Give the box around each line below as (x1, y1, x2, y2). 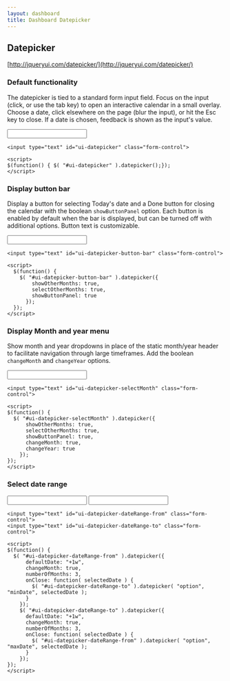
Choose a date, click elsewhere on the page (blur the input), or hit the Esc (7, 108, 216, 116)
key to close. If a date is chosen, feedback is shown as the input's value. (7, 115, 213, 124)
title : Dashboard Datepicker (7, 17, 91, 23)
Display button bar (7, 184, 70, 193)
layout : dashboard (7, 10, 60, 17)
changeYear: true (25, 446, 76, 453)
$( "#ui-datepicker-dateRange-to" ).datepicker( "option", (32, 582, 205, 590)
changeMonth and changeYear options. (7, 357, 111, 365)
